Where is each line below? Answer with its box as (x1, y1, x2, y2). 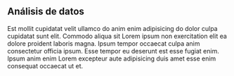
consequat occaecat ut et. (7, 61, 84, 70)
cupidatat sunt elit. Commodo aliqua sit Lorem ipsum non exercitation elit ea (7, 32, 227, 40)
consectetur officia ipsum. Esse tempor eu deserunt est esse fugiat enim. (7, 46, 219, 55)
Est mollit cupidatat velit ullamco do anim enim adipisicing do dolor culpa (7, 24, 218, 32)
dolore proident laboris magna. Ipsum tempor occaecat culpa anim (7, 39, 200, 48)
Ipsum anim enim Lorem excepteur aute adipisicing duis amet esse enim (7, 54, 216, 63)
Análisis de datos (7, 6, 84, 18)
